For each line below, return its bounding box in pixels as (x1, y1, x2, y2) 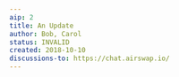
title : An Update (9, 21, 74, 30)
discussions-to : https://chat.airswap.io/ (9, 54, 170, 63)
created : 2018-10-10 (9, 46, 87, 55)
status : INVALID (9, 37, 70, 47)
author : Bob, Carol (9, 29, 82, 38)
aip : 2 (9, 12, 34, 22)
